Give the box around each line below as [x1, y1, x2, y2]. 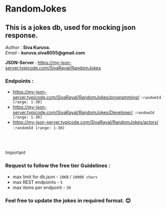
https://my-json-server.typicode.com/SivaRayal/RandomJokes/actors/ [12, 119, 159, 125]
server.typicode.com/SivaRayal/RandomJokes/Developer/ [12, 110, 133, 116]
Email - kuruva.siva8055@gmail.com [5, 50, 85, 56]
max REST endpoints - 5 [12, 179, 63, 185]
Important [5, 149, 26, 155]
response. [5, 31, 38, 39]
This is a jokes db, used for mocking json [5, 23, 136, 32]
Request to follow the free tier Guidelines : [5, 162, 110, 169]
